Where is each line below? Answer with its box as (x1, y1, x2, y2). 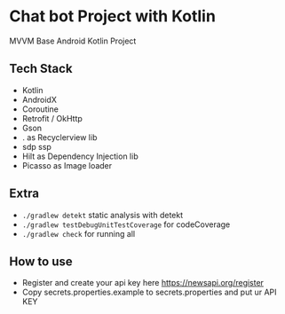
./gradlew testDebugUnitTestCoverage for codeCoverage (21, 219, 231, 230)
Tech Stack (9, 61, 73, 76)
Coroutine (21, 104, 59, 114)
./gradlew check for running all (21, 228, 136, 239)
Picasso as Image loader (21, 160, 113, 170)
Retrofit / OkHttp (21, 113, 83, 123)
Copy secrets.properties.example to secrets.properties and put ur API (21, 287, 277, 298)
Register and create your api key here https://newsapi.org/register (21, 278, 265, 288)
